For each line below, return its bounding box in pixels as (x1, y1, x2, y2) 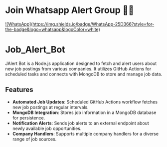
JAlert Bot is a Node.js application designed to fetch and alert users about (5, 60, 157, 66)
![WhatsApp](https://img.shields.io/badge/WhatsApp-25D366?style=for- (5, 21, 155, 27)
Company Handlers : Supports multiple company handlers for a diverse (12, 130, 159, 136)
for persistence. (12, 114, 45, 120)
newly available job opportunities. (12, 125, 82, 131)
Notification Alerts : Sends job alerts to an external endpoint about (12, 120, 150, 126)
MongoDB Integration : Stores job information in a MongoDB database (12, 109, 157, 115)
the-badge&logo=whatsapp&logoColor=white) (5, 26, 101, 32)
